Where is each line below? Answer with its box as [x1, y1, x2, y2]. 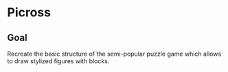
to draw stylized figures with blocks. [7, 57, 110, 65]
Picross [7, 5, 52, 20]
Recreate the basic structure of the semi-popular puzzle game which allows [7, 50, 222, 58]
